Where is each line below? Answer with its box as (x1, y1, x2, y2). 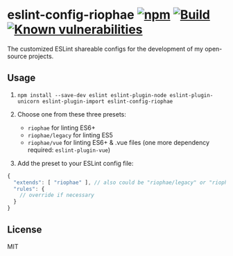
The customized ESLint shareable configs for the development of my (7, 44, 203, 53)
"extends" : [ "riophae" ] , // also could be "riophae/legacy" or (13, 179, 207, 186)
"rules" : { (13, 185, 45, 192)
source (7, 52, 28, 60)
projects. (28, 52, 54, 60)
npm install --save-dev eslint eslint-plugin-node (17, 92, 167, 99)
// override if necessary (19, 191, 95, 199)
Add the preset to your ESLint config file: (17, 159, 134, 167)
